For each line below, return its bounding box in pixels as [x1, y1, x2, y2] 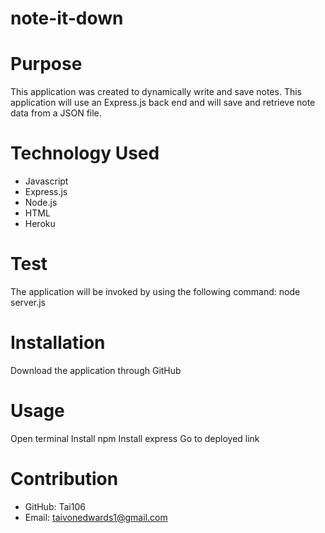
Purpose [10, 53, 83, 76]
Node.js [24, 197, 58, 209]
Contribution [10, 468, 119, 491]
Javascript [24, 175, 69, 187]
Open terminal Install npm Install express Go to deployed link [10, 432, 260, 444]
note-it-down [10, 7, 124, 30]
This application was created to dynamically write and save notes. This [10, 86, 302, 98]
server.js [10, 297, 47, 308]
